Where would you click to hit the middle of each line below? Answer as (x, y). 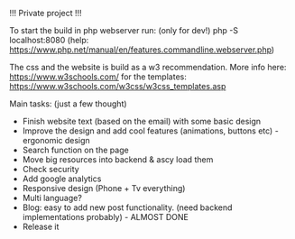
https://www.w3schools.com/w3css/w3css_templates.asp (118, 86)
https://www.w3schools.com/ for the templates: (98, 77)
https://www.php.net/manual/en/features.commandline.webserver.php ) (142, 50)
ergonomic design (56, 140)
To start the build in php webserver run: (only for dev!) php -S (124, 30)
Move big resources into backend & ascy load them (118, 160)
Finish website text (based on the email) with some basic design (142, 121)
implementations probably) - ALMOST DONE (106, 217)
